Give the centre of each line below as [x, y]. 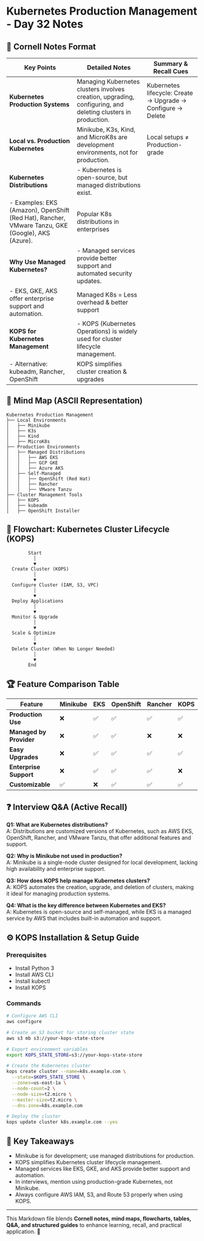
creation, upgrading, [106, 97]
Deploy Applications [38, 601]
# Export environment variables [47, 1049]
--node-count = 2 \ [34, 1088]
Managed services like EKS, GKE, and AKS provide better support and [102, 1169]
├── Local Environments [36, 420]
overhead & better [103, 302]
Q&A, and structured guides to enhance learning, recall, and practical [94, 1225]
